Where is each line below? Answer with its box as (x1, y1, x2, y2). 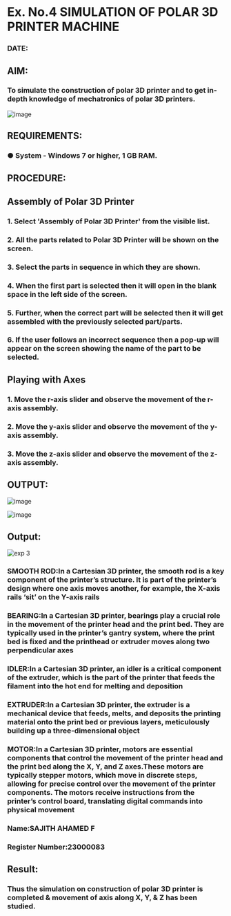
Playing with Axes (7, 374, 86, 385)
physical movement (7, 805, 75, 814)
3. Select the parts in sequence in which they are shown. (7, 262, 201, 272)
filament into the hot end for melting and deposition (7, 681, 183, 690)
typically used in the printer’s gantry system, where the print (7, 628, 215, 638)
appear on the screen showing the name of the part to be (7, 344, 201, 354)
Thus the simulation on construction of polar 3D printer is (7, 883, 203, 893)
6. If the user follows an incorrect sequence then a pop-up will (7, 335, 219, 345)
